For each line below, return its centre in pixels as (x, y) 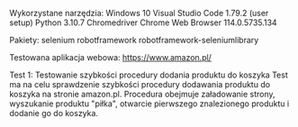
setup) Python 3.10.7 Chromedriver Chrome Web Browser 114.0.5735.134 (143, 23)
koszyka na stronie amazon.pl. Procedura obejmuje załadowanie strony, (143, 94)
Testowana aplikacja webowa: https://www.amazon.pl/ (110, 57)
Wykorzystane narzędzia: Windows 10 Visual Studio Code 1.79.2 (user (139, 13)
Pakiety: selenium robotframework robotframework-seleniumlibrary (134, 40)
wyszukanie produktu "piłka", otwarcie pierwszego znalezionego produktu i (149, 104)
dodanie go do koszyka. (54, 113)
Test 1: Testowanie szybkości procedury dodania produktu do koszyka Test (149, 75)
